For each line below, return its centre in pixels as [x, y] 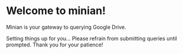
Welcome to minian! [56, 11]
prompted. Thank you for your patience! [55, 45]
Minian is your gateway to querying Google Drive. [66, 27]
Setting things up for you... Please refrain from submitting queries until [91, 38]
